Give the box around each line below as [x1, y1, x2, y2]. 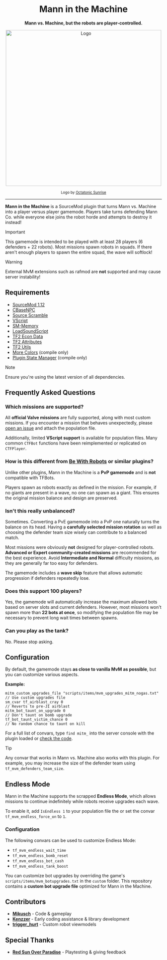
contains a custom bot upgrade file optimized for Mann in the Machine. [5, 883, 152, 889]
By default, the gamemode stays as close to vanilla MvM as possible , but [5, 666, 157, 672]
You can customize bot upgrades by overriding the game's [5, 872, 125, 879]
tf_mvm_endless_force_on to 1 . [5, 813, 67, 819]
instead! [5, 219, 22, 225]
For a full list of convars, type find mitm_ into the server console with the [5, 730, 155, 736]
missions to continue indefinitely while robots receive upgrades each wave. [5, 798, 160, 804]
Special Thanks [5, 936, 54, 944]
